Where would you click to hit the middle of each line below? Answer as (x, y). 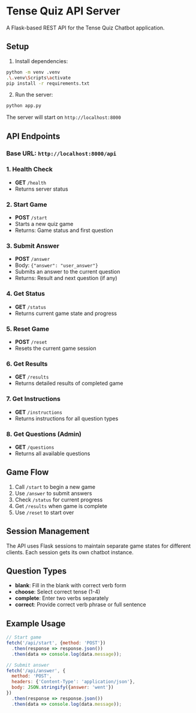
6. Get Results (27, 364)
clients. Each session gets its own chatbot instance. (70, 552)
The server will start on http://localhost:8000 (64, 117)
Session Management (48, 531)
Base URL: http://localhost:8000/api (61, 153)
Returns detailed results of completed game (69, 384)
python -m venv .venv (33, 72)
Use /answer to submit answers (53, 493)
